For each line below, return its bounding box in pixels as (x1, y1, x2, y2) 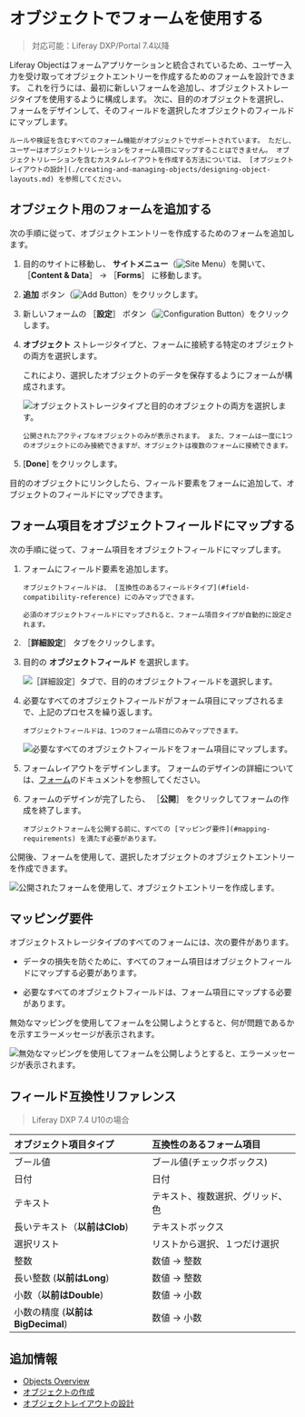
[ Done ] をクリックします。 (22, 458, 123, 469)
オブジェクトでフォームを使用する (9, 8, 264, 29)
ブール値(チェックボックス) (151, 1156, 268, 1169)
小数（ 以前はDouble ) (14, 1289, 104, 1302)
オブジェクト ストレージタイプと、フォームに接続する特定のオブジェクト (22, 338, 295, 350)
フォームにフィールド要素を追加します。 (22, 563, 173, 574)
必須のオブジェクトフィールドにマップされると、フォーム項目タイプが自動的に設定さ (22, 610, 293, 619)
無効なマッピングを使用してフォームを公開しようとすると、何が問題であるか (9, 1017, 295, 1028)
